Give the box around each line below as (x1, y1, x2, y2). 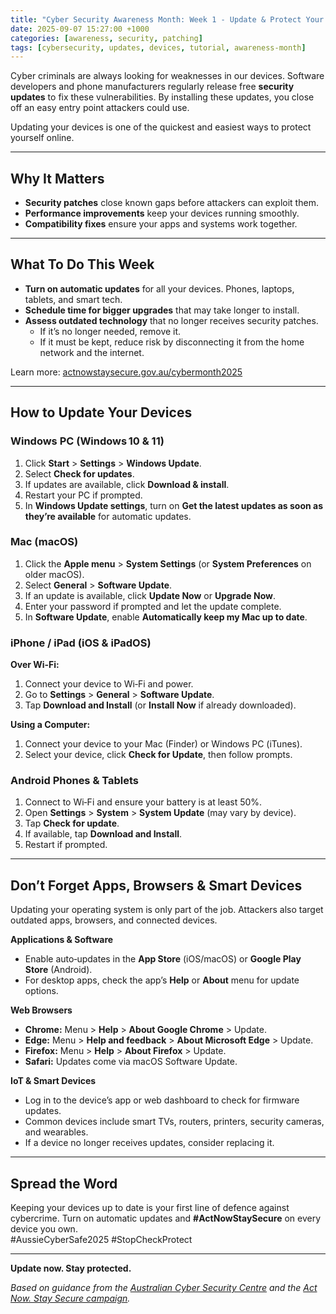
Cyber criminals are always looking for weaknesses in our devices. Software (10, 70, 325, 82)
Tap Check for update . (24, 817, 120, 830)
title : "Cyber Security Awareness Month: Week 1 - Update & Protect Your (10, 14, 325, 25)
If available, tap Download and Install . (24, 828, 183, 840)
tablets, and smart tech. (24, 293, 123, 305)
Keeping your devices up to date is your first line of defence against (10, 1202, 290, 1214)
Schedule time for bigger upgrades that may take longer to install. (24, 304, 300, 316)
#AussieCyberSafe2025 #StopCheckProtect (10, 1234, 193, 1246)
